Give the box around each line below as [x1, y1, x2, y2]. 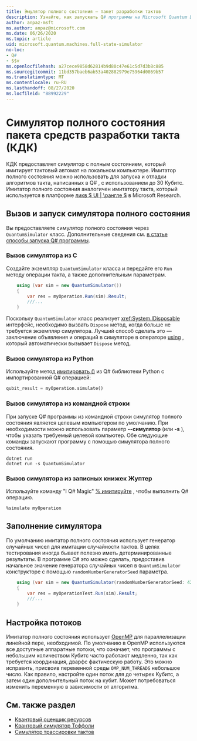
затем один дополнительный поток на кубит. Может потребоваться [6, 677, 176, 684]
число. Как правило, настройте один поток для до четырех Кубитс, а [6, 670, 179, 677]
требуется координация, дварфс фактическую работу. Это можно [6, 658, 172, 665]
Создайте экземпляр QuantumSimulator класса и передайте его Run [6, 265, 172, 272]
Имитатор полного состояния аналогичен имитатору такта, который [6, 185, 178, 192]
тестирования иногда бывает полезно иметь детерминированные [6, 549, 172, 556]
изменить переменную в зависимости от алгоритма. [6, 683, 139, 690]
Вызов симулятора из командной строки [6, 399, 130, 408]
